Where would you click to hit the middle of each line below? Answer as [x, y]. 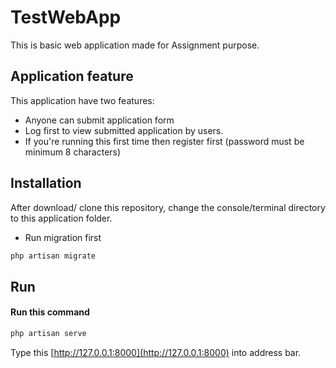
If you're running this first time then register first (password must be [164, 141]
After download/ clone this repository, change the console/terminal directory [168, 207]
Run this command [50, 312]
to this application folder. [61, 218]
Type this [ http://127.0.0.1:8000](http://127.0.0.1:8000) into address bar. [156, 352]
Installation [46, 183]
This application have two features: [82, 100]
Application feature [72, 76]
